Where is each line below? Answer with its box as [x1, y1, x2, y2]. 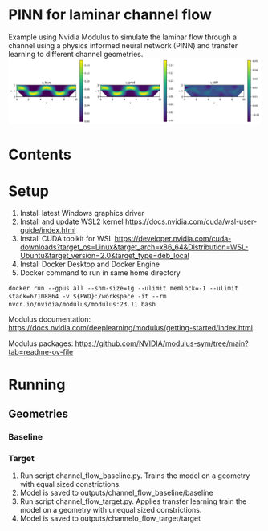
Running [8, 375, 66, 394]
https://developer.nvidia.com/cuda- [114, 234, 232, 244]
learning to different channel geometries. [8, 49, 144, 59]
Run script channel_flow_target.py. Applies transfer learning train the [19, 497, 247, 506]
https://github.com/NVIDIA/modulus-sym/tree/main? [75, 338, 249, 348]
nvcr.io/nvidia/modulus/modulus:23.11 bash [8, 301, 156, 309]
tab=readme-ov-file [8, 347, 74, 357]
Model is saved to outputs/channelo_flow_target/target [19, 513, 201, 523]
